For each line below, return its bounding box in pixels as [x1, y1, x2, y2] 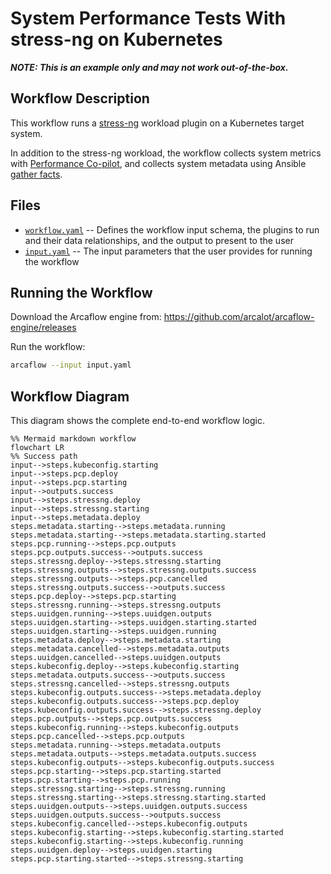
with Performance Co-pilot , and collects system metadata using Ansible [10, 157, 307, 169]
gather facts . [10, 168, 63, 180]
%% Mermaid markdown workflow [10, 434, 137, 444]
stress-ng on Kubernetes [10, 28, 223, 51]
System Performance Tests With [10, 7, 287, 30]
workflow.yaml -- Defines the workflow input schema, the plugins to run [24, 223, 320, 236]
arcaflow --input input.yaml [10, 360, 132, 371]
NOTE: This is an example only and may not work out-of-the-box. [10, 61, 289, 73]
